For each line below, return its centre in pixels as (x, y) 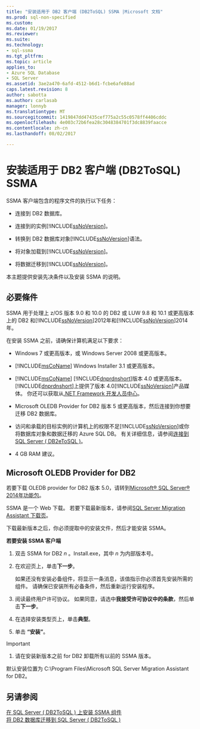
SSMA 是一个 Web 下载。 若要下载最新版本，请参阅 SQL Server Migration (96, 508)
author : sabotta (26, 95)
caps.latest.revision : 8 (37, 89)
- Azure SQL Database (33, 73)
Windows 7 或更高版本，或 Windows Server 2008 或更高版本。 (92, 353)
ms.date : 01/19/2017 (32, 28)
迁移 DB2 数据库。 (37, 413)
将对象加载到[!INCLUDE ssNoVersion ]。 (63, 251)
